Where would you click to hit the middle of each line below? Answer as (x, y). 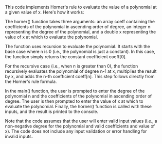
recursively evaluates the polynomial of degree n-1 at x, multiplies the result (81, 71)
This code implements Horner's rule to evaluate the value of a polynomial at (81, 7)
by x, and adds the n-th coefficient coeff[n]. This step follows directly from (80, 76)
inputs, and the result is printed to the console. (52, 112)
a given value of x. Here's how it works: (45, 12)
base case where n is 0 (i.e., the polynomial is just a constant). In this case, (80, 51)
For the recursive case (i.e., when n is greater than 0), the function (72, 66)
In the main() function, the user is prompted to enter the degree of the (75, 91)
